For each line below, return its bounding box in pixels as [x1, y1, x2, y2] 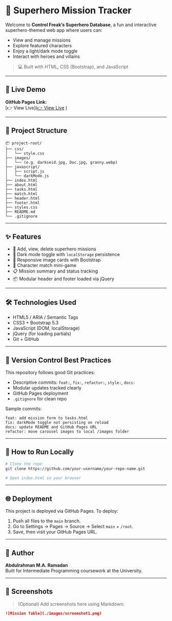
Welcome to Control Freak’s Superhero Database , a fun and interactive [5, 22, 157, 28]
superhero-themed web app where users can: [5, 27, 102, 33]
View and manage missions [12, 37, 71, 43]
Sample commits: [5, 405, 42, 412]
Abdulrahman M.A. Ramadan [5, 562, 68, 569]
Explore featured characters [12, 42, 72, 48]
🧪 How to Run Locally [5, 448, 74, 456]
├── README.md [5, 209, 36, 215]
